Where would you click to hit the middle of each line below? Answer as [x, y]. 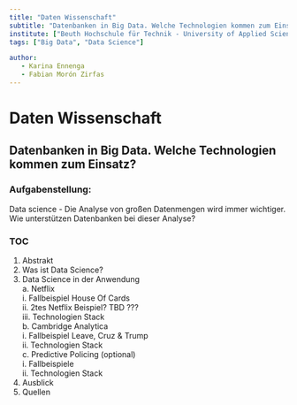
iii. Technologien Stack [63, 317]
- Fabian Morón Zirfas [62, 75]
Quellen [36, 392]
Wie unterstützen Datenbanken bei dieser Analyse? [103, 218]
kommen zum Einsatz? [73, 164]
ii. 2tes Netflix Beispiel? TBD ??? [80, 308]
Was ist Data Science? [62, 270]
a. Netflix [38, 289]
